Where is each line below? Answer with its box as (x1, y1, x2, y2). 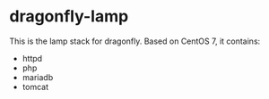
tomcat (22, 81, 49, 92)
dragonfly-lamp (9, 6, 129, 27)
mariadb (22, 71, 54, 82)
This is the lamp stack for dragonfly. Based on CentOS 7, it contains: (9, 36, 261, 46)
